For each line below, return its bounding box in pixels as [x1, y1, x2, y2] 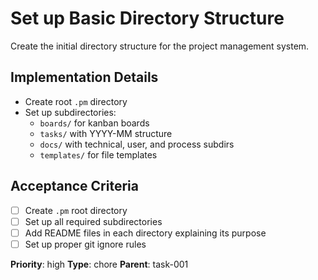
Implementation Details [10, 69, 159, 86]
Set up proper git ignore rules [24, 238, 147, 250]
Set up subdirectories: [24, 106, 117, 118]
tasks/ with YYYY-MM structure [39, 127, 173, 139]
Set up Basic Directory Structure [10, 7, 285, 30]
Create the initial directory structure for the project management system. [10, 40, 310, 52]
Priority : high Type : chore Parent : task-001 [10, 258, 189, 270]
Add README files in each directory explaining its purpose [24, 227, 267, 239]
